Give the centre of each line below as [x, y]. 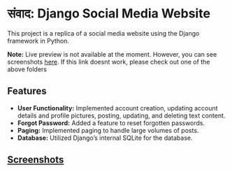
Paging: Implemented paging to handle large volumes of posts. [108, 130]
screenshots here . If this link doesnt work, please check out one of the [109, 62]
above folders [27, 69]
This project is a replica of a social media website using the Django [103, 33]
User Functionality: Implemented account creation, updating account [117, 108]
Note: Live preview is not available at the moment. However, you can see [112, 54]
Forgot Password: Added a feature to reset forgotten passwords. [111, 123]
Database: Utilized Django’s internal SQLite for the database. [105, 138]
